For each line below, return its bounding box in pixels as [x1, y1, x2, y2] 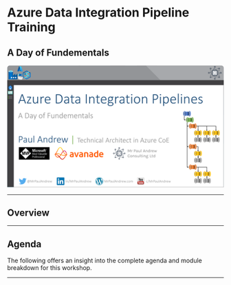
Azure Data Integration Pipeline [7, 5, 190, 21]
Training [7, 19, 56, 35]
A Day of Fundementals [7, 47, 110, 58]
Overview [7, 207, 50, 218]
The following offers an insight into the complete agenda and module [7, 256, 203, 265]
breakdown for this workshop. [7, 264, 92, 272]
